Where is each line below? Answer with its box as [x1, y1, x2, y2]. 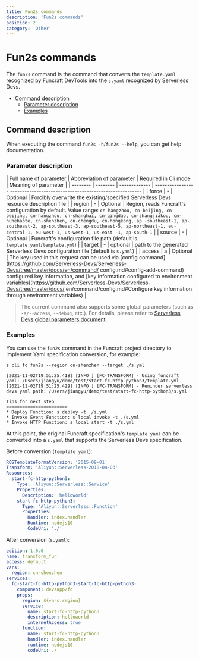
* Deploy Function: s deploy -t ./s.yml [6, 409, 108, 415]
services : [6, 575, 31, 582]
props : [17, 592, 33, 598]
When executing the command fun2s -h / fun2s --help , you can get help [6, 140, 182, 148]
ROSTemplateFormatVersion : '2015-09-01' [6, 459, 108, 465]
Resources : [6, 470, 33, 476]
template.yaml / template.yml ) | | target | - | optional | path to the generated [6, 241, 188, 249]
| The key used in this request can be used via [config [6, 254, 138, 261]
